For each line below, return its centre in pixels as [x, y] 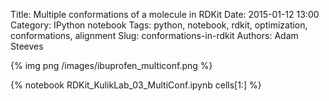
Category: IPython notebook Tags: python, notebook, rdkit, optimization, [159, 25]
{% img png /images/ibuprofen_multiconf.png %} [111, 65]
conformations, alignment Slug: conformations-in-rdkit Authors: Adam [154, 35]
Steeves [27, 46]
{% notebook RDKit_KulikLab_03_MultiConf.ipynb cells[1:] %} [136, 85]
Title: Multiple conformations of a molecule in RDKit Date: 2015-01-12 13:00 [165, 14]
